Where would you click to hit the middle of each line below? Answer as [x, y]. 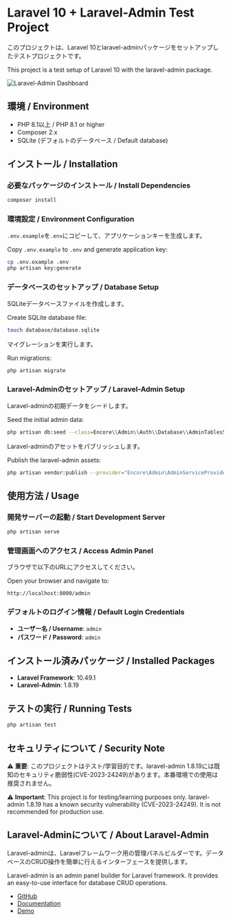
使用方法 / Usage [43, 495]
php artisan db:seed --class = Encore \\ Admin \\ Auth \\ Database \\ [98, 432]
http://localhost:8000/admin [49, 594]
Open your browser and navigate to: [58, 581]
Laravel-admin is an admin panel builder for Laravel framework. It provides [113, 875]
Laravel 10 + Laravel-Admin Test [101, 13]
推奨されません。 [31, 783]
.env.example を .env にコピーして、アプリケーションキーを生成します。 [107, 235]
